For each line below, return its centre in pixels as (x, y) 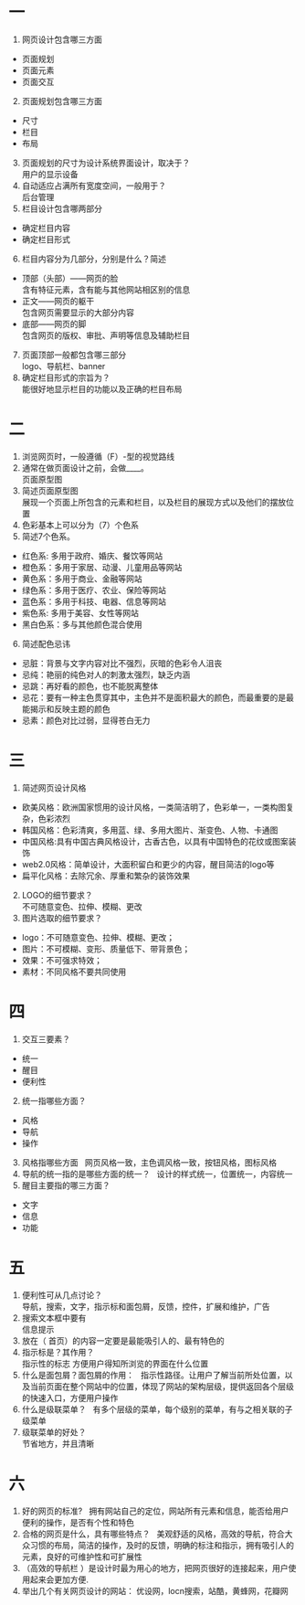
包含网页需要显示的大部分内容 (78, 312)
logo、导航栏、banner (63, 366)
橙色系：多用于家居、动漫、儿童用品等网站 (102, 567)
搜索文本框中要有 (54, 1318)
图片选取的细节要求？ (62, 918)
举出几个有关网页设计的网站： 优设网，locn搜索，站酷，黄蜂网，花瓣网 (155, 1590)
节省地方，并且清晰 (58, 1443)
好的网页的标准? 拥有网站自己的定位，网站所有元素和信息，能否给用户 (155, 1511)
